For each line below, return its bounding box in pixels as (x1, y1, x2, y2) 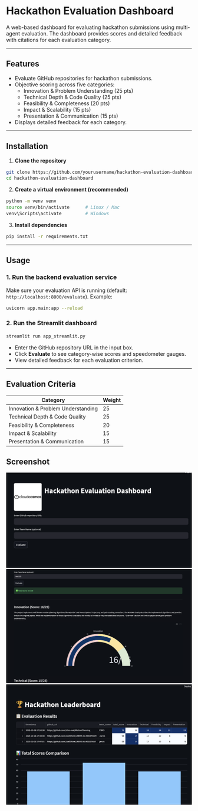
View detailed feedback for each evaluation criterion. (14, 356, 144, 364)
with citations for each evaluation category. (6, 36, 111, 43)
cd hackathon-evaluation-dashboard (6, 176, 94, 181)
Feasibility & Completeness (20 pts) (23, 99, 110, 107)
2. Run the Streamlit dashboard (6, 319, 97, 327)
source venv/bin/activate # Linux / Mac (6, 205, 120, 210)
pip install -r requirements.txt (6, 233, 88, 239)
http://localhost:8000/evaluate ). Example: (6, 293, 113, 300)
